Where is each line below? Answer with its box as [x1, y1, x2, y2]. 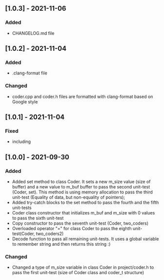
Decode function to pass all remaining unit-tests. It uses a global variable [12, 236, 159, 242]
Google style [12, 98, 38, 105]
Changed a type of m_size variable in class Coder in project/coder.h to [12, 264, 154, 270]
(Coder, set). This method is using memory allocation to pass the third [12, 189, 153, 195]
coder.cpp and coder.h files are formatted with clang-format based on [12, 93, 153, 99]
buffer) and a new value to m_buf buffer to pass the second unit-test [12, 184, 150, 190]
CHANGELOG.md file [12, 30, 55, 36]
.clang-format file [12, 70, 47, 76]
